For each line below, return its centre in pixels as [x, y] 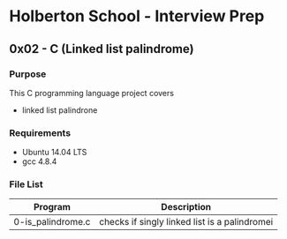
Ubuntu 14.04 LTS [54, 153]
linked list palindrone [60, 110]
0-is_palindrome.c [52, 222]
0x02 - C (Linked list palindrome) [102, 49]
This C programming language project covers [92, 93]
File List [26, 184]
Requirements [40, 132]
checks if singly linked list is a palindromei [186, 222]
